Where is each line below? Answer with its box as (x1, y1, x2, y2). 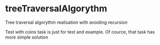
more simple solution (5, 34, 48, 40)
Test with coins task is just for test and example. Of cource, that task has (5, 29, 155, 35)
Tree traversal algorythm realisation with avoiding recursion (5, 19, 127, 25)
